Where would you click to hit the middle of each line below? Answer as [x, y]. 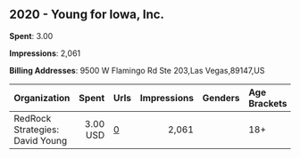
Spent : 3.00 [31, 36]
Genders [221, 98]
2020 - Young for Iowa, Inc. [87, 15]
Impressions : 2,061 [45, 53]
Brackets [268, 103]
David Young [41, 140]
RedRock [33, 118]
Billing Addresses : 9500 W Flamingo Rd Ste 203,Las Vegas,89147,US [137, 70]
